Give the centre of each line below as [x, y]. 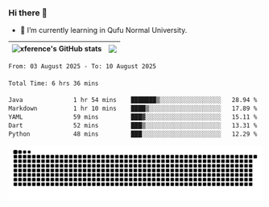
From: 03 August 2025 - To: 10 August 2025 [83, 66]
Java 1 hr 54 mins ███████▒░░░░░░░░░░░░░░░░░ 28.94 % [133, 100]
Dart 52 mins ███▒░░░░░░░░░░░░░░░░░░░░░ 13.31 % [133, 126]
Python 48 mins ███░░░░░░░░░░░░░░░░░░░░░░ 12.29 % [133, 134]
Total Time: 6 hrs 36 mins [54, 83]
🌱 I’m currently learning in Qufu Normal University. [103, 30]
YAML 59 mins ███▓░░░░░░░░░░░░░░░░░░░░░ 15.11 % [133, 117]
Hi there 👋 [28, 13]
